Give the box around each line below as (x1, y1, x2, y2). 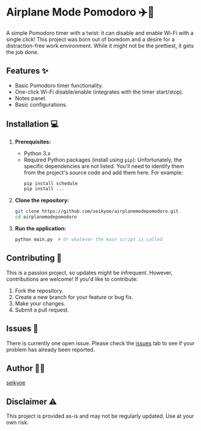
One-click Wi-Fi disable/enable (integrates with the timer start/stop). (14, 88, 184, 95)
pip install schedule (23, 180, 78, 187)
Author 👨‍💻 (6, 363, 45, 373)
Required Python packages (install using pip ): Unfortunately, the (23, 156, 182, 163)
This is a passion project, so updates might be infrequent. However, (6, 269, 173, 276)
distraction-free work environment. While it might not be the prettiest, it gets (6, 42, 194, 49)
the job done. (6, 48, 39, 55)
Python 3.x (23, 149, 51, 157)
